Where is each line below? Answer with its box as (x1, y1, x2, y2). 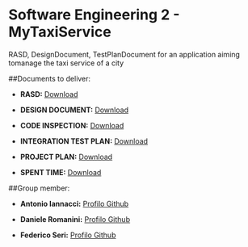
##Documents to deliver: (8, 73, 91, 83)
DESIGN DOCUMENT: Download (19, 105, 129, 115)
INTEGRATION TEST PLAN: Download (19, 136, 148, 146)
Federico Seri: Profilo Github (19, 230, 116, 240)
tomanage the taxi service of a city (8, 58, 124, 68)
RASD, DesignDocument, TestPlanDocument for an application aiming (8, 49, 241, 59)
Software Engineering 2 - (8, 6, 180, 24)
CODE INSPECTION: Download (19, 120, 124, 130)
